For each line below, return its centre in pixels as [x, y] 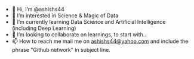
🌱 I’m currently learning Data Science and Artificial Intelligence [89, 22]
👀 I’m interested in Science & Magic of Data [65, 15]
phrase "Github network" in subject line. [61, 50]
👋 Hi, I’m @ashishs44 [38, 9]
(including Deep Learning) [44, 28]
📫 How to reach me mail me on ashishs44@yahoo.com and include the [100, 41]
